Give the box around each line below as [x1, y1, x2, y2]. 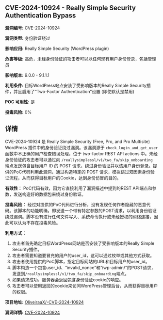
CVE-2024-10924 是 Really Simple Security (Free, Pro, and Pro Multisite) [5, 138, 150, 144]
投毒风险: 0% [5, 109, 32, 115]
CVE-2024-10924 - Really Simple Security [5, 4, 136, 12]
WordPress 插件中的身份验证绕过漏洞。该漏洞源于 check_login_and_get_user [5, 144, 158, 150]
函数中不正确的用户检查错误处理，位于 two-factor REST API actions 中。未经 [5, 150, 158, 157]
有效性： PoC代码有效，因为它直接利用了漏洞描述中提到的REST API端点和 [5, 185, 153, 191]
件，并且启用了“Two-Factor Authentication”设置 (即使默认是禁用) [5, 88, 135, 94]
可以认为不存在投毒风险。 [9, 220, 61, 225]
